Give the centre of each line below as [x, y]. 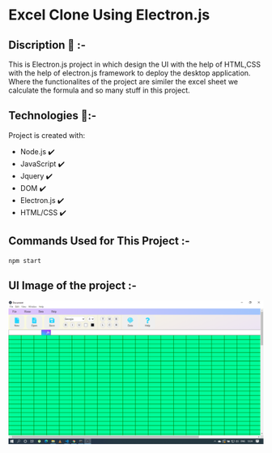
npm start [25, 261]
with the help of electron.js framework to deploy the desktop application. [130, 73]
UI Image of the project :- [72, 286]
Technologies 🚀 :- [53, 116]
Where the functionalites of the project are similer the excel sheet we [123, 82]
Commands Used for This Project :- [99, 241]
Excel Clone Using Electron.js [109, 15]
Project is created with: [47, 135]
